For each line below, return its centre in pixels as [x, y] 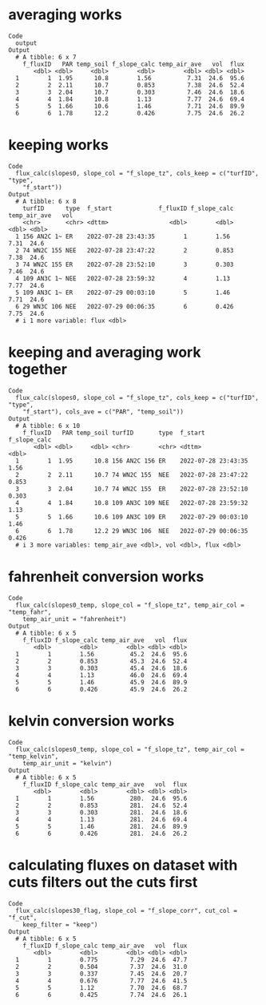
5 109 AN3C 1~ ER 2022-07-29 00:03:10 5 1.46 [123, 293]
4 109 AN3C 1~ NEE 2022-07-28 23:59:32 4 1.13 [123, 278]
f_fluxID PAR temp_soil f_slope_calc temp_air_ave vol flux [134, 64]
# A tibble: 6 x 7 [46, 57]
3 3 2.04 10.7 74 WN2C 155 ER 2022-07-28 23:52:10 [132, 489]
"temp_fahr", [30, 612]
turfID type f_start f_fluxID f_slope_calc [128, 208]
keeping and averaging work [105, 352]
